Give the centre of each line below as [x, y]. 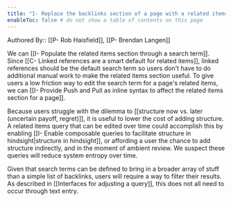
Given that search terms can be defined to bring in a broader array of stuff [113, 169]
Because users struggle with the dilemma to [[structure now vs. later [105, 111]
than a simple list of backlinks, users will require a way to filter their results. [114, 176]
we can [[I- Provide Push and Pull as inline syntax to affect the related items [115, 90]
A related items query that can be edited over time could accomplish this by [115, 126]
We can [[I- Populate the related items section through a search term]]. [109, 53]
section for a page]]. [36, 97]
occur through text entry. [43, 191]
